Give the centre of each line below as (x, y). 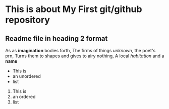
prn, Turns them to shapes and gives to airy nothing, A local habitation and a (85, 56)
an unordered (27, 76)
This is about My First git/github (74, 9)
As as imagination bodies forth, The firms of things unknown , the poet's (80, 50)
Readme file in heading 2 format (57, 38)
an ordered (24, 97)
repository (28, 20)
